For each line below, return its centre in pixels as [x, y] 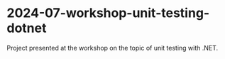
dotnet [27, 28]
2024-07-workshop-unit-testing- [108, 13]
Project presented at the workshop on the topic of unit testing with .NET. [112, 48]
